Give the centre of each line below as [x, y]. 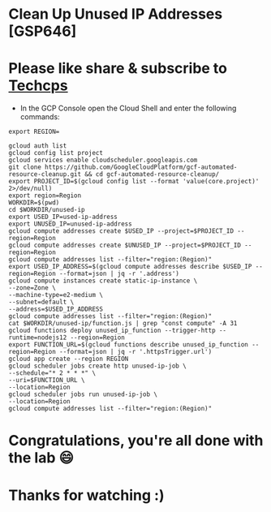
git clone [25, 167]
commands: [40, 117]
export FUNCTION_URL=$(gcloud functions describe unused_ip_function [129, 345]
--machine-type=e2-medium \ [56, 295]
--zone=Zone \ [32, 288]
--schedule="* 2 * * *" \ [52, 373]
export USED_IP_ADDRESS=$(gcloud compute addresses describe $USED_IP [130, 267]
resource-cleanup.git [45, 174]
